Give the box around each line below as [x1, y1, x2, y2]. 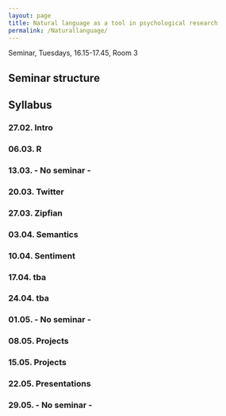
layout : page [8, 11, 52, 20]
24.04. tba [8, 293, 49, 304]
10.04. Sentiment [8, 250, 75, 261]
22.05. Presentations [8, 379, 91, 390]
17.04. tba [8, 271, 46, 282]
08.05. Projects [8, 336, 69, 347]
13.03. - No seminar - [8, 165, 91, 176]
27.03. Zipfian [8, 208, 63, 219]
